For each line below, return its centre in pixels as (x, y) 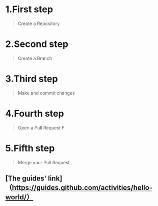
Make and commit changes (46, 93)
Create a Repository (39, 23)
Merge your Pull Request (44, 162)
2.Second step (37, 44)
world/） (19, 197)
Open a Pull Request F (41, 127)
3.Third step (32, 79)
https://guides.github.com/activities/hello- (82, 188)
